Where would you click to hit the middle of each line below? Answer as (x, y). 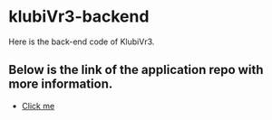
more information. (61, 84)
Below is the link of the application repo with (136, 70)
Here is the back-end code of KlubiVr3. (82, 42)
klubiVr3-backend (79, 17)
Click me (38, 106)
